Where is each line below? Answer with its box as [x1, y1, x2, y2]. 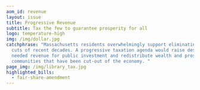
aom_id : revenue [6, 8, 46, 15]
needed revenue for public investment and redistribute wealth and [11, 53, 183, 59]
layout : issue [6, 14, 42, 20]
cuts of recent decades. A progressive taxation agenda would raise [11, 47, 185, 53]
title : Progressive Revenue [6, 20, 76, 25]
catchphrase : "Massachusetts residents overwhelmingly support [6, 42, 167, 48]
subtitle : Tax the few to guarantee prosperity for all [6, 25, 148, 31]
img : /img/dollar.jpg [6, 36, 60, 42]
